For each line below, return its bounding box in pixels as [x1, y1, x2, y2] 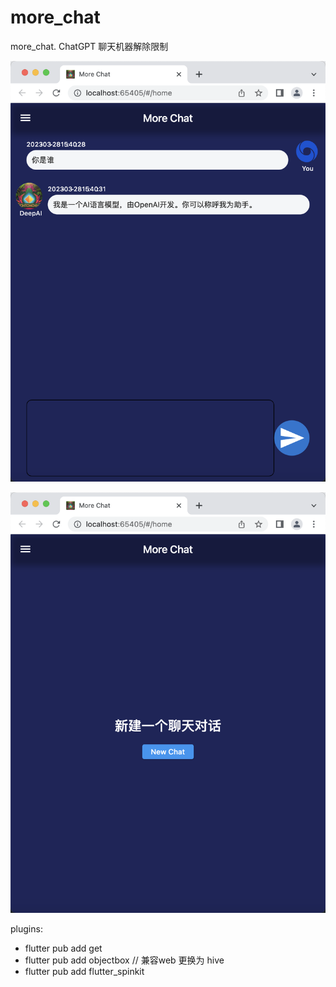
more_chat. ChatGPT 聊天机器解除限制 [10, 40, 169, 52]
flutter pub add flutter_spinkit [24, 965, 145, 977]
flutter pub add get [24, 942, 103, 954]
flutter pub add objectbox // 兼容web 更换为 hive [24, 954, 225, 966]
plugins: [10, 922, 43, 935]
